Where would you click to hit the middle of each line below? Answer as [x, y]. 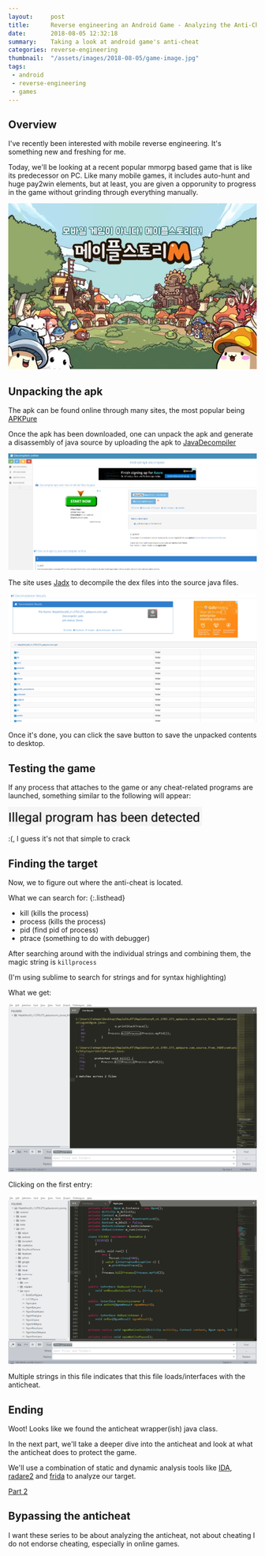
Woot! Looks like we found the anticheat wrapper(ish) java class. [113, 1429]
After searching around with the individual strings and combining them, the [130, 954]
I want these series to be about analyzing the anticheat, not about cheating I [132, 1535]
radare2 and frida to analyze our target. [72, 1476]
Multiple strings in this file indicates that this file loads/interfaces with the [127, 1377]
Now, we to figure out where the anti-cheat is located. [96, 883]
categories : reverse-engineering [63, 50]
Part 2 [18, 1491]
